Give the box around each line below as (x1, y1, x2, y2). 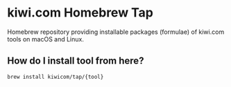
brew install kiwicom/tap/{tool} (7, 73, 104, 80)
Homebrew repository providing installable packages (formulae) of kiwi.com (7, 28, 225, 36)
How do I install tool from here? (7, 55, 144, 67)
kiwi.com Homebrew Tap (7, 5, 154, 21)
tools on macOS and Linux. (7, 35, 85, 43)
